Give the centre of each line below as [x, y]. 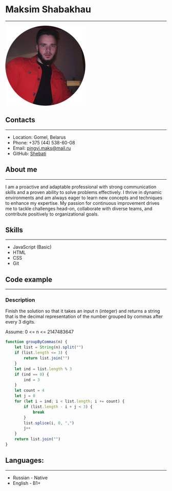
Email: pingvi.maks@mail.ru [42, 148]
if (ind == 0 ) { [32, 374]
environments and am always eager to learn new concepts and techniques [84, 198]
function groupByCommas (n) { [36, 342]
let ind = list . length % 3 [43, 369]
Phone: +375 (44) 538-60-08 [44, 142]
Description [20, 300]
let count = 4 [29, 391]
